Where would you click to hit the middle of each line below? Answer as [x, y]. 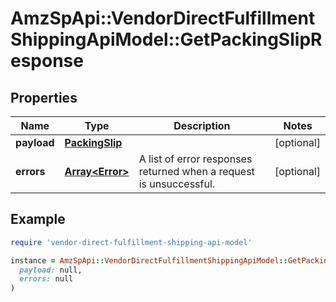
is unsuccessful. [177, 184]
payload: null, [51, 270]
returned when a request [196, 171]
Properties [44, 97]
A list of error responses [195, 159]
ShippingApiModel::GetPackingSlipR [166, 39]
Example [38, 219]
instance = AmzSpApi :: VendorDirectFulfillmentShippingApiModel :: [149, 260]
